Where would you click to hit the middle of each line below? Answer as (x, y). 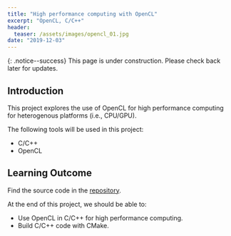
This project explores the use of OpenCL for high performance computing (116, 108)
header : (19, 27)
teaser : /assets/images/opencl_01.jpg (72, 34)
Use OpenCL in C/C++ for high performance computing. (100, 217)
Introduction (36, 91)
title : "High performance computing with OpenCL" (83, 14)
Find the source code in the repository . (64, 190)
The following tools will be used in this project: (76, 129)
